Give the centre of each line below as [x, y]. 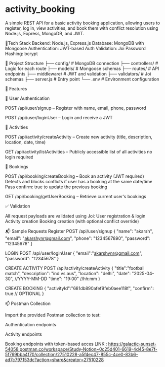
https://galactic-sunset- [132, 344]
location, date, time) [25, 142]
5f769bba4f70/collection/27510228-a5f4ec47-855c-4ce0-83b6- [72, 354]
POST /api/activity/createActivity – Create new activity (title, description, [79, 137]
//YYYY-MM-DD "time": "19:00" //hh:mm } [57, 279]
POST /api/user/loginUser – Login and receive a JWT [59, 117]
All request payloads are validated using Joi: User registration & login [75, 216]
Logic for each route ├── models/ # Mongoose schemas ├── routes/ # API [82, 69]
